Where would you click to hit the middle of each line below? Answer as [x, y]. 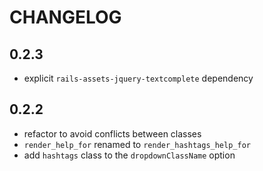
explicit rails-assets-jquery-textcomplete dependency [138, 78]
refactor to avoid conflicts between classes [112, 133]
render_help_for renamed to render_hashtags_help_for [137, 144]
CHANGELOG [65, 17]
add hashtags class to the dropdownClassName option [129, 155]
